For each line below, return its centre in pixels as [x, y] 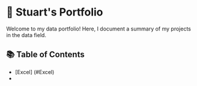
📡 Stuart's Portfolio [55, 12]
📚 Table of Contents [46, 55]
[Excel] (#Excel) [35, 72]
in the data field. [26, 35]
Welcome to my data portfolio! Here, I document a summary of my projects [98, 29]
